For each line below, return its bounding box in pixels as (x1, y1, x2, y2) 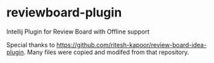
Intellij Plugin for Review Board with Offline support (6, 27, 150, 36)
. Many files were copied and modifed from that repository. (23, 48, 189, 56)
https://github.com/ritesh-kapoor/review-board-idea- (56, 40, 206, 49)
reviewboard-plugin (6, 5, 122, 21)
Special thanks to (6, 40, 55, 49)
